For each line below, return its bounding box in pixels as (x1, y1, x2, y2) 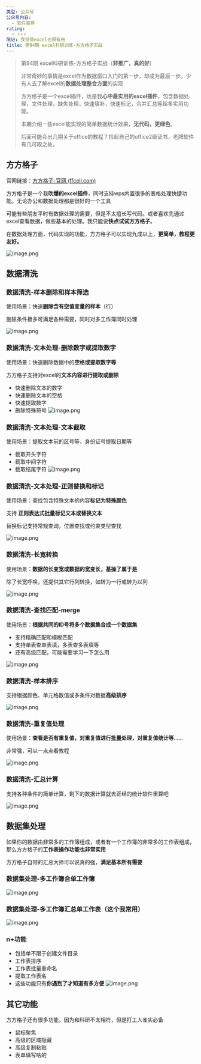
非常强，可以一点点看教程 (6, 747, 69, 754)
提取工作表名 (14, 972, 47, 979)
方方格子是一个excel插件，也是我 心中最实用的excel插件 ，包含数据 (20, 92, 184, 100)
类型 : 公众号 (6, 8, 34, 15)
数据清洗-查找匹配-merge (6, 606, 81, 614)
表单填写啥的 (14, 1051, 47, 1059)
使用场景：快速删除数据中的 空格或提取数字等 (6, 358, 117, 366)
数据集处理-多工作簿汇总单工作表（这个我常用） (6, 905, 144, 913)
